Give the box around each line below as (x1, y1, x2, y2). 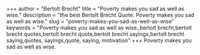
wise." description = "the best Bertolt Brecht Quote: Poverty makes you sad (6, 11, 195, 19)
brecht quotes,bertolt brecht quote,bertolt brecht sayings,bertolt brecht (6, 30, 185, 38)
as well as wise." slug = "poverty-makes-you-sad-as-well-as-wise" (6, 18, 175, 25)
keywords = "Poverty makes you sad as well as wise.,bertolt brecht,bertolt (6, 24, 192, 31)
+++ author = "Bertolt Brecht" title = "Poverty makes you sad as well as (6, 5, 185, 12)
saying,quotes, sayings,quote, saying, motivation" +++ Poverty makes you (6, 37, 192, 44)
